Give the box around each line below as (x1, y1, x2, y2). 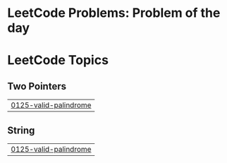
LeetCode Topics (7, 52, 109, 68)
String (7, 124, 35, 136)
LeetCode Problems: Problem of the (7, 5, 221, 21)
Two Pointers (7, 80, 67, 92)
